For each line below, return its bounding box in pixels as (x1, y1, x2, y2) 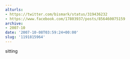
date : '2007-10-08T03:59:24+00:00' (5, 30, 79, 35)
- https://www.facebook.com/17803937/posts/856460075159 (5, 16, 126, 21)
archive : (5, 21, 23, 26)
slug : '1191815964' (5, 35, 46, 40)
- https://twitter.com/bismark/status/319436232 (5, 12, 108, 17)
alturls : (5, 7, 23, 12)
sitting (5, 48, 18, 54)
